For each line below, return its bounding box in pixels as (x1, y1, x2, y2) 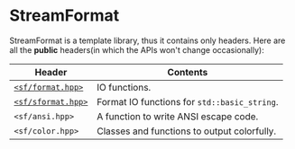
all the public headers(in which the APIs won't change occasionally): (9, 44, 264, 55)
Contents (167, 66, 208, 78)
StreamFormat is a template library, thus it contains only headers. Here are (9, 35, 286, 46)
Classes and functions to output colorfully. (96, 125, 277, 137)
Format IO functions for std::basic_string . (96, 95, 279, 108)
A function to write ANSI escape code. (96, 110, 259, 122)
